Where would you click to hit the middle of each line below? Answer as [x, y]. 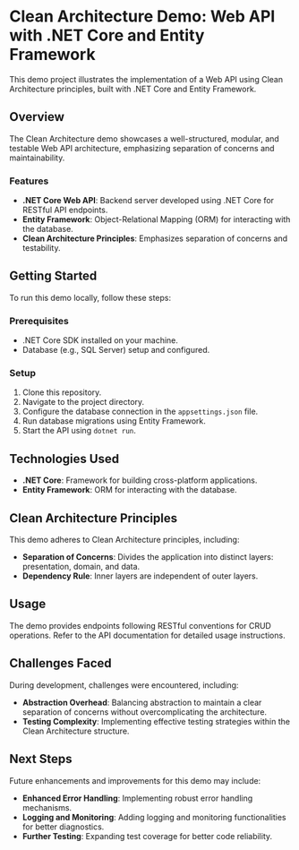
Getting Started [53, 276]
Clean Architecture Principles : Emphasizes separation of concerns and [155, 238]
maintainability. [37, 158]
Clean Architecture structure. [76, 731]
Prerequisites [39, 321]
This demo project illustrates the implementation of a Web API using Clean [146, 79]
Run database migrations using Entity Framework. [114, 421]
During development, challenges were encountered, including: [124, 685]
